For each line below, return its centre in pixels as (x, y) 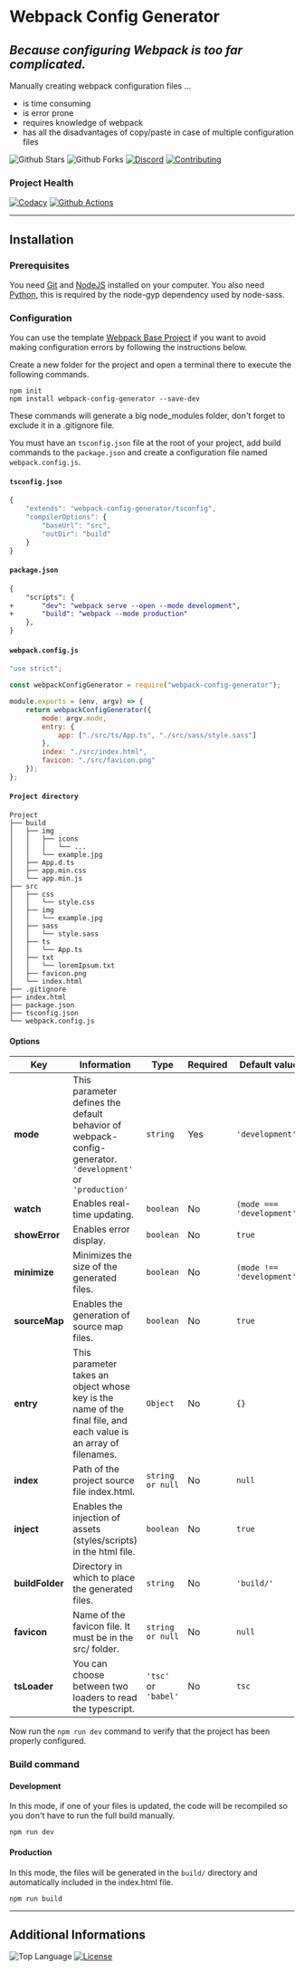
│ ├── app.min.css (48, 871)
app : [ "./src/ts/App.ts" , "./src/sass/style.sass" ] (157, 735)
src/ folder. (96, 1649)
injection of (96, 1518)
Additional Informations (78, 1934)
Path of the (96, 1470)
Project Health (42, 183)
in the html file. (104, 1552)
